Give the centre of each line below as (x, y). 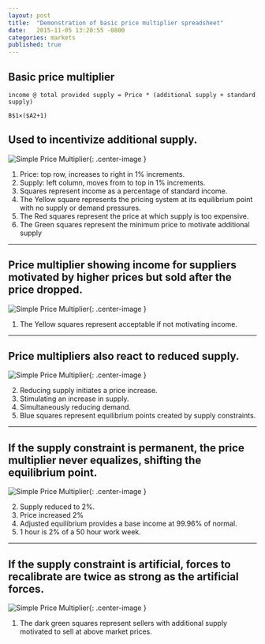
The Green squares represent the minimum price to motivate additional (134, 224)
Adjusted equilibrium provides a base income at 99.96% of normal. (129, 524)
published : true (35, 45)
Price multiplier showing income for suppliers (122, 265)
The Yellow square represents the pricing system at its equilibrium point (136, 199)
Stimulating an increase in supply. (74, 399)
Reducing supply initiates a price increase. (88, 391)
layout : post (30, 15)
